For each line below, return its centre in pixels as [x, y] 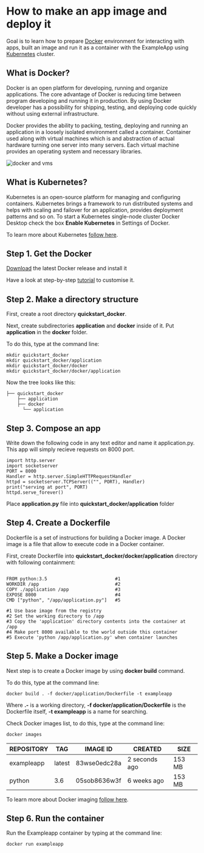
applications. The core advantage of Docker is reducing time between [93, 94]
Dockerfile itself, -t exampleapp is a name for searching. [77, 711]
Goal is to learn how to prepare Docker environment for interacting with [95, 41]
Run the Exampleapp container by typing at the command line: [84, 833]
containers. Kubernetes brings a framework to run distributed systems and [100, 203]
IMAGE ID [99, 749]
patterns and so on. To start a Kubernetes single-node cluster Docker [93, 216]
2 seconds [142, 759]
